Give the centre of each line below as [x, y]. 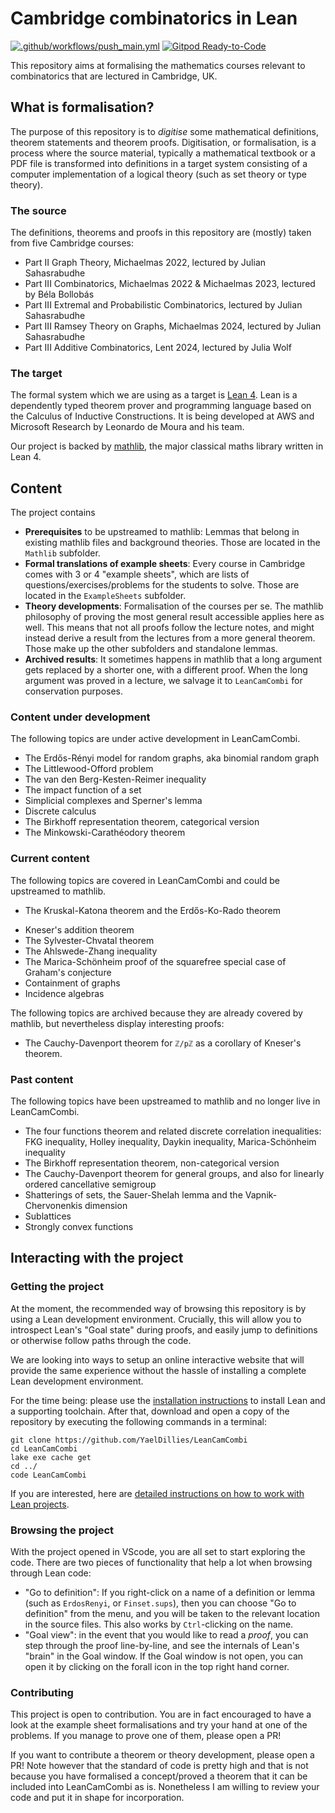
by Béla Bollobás [59, 294]
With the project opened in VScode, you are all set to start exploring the [158, 1552]
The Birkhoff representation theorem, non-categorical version [152, 1163]
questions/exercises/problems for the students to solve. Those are [162, 585]
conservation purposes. [74, 691]
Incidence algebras [64, 993]
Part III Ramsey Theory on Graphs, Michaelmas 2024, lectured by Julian [173, 326]
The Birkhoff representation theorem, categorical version [142, 822]
